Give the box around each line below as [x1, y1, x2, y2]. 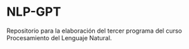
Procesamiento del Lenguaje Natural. [6, 33, 112, 42]
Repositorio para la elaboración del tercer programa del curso [6, 27, 183, 35]
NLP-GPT [6, 4, 62, 20]
